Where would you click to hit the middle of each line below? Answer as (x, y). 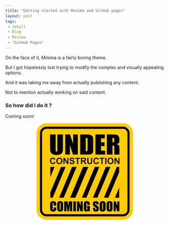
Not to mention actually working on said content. (56, 92)
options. (14, 73)
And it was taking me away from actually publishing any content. (72, 82)
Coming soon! (20, 117)
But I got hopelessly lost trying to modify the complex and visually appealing (84, 67)
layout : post (19, 16)
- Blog (14, 32)
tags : (11, 21)
